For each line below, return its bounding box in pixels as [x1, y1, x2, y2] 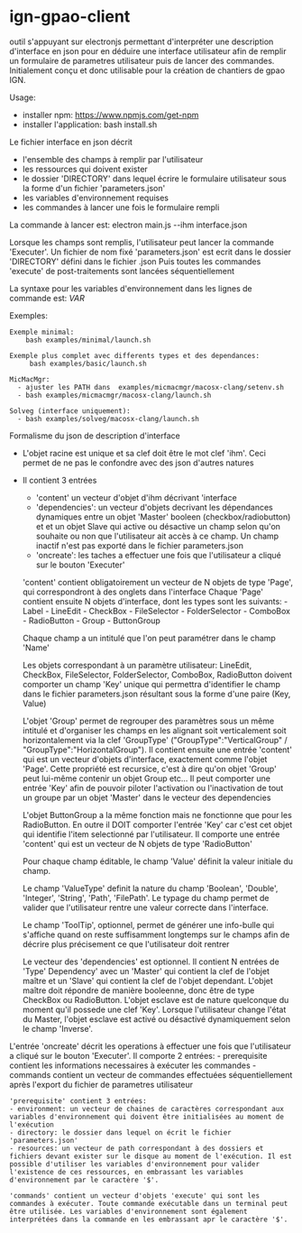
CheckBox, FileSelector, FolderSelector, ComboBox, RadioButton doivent [22, 669, 293, 680]
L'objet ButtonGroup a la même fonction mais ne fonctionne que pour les [22, 809, 293, 820]
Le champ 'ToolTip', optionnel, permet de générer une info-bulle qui [22, 919, 275, 930]
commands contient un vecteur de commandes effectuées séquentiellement [9, 1069, 293, 1080]
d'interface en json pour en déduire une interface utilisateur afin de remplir [9, 45, 287, 56]
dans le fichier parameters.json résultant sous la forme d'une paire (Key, [22, 688, 291, 699]
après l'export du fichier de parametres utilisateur [9, 1079, 194, 1090]
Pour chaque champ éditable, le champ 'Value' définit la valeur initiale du [22, 855, 294, 867]
